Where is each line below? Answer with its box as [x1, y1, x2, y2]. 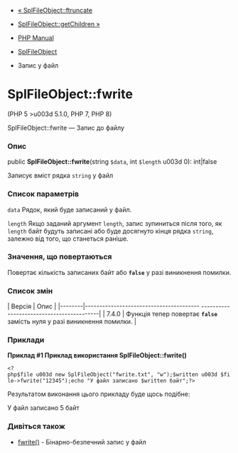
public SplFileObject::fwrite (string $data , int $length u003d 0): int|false [7, 157, 217, 166]
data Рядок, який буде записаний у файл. [7, 205, 132, 214]
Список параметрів [7, 189, 80, 199]
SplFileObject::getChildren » [17, 20, 101, 28]
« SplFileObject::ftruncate [17, 6, 93, 14]
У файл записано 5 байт [7, 404, 80, 412]
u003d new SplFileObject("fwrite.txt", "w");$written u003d [36, 371, 218, 378]
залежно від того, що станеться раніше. [7, 234, 129, 243]
